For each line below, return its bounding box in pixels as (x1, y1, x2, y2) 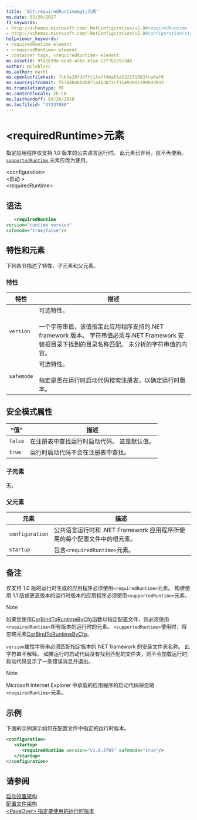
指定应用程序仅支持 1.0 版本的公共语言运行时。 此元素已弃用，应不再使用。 (6, 150, 187, 157)
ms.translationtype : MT (6, 85, 64, 91)
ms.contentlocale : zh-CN (6, 91, 67, 97)
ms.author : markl (6, 69, 49, 75)
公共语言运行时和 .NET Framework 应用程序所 (53, 526, 180, 535)
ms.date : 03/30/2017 (6, 14, 57, 20)
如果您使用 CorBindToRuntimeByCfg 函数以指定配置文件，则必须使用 (6, 616, 169, 623)
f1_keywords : (6, 19, 38, 25)
